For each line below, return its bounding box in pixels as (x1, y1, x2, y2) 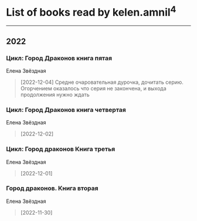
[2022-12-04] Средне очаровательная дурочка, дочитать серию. (20, 79, 184, 86)
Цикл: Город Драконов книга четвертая (6, 106, 126, 114)
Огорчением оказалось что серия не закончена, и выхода (20, 84, 167, 91)
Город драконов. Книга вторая (6, 184, 98, 192)
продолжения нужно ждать (20, 91, 90, 98)
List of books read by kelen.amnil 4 (6, 4, 176, 19)
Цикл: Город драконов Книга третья (6, 145, 116, 153)
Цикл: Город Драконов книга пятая (6, 54, 113, 62)
